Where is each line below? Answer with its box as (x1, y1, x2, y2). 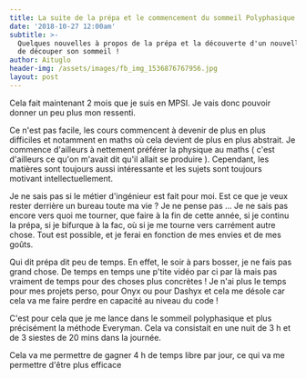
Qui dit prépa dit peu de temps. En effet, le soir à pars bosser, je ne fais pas (9, 256, 292, 267)
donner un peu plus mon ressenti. (9, 106, 137, 118)
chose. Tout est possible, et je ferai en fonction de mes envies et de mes (9, 229, 282, 240)
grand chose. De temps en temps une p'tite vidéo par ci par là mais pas (9, 265, 278, 277)
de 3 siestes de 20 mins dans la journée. (9, 332, 162, 343)
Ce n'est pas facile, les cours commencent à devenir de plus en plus (9, 125, 266, 135)
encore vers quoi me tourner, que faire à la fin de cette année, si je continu (9, 210, 290, 221)
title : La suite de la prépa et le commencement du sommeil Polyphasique (9, 13, 296, 23)
